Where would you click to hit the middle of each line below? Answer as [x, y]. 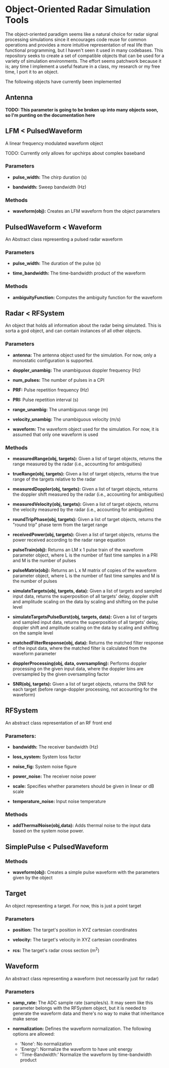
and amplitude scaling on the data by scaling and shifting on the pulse [85, 602]
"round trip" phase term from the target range [60, 525]
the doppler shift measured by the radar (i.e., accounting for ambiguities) [88, 494]
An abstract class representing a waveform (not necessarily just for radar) [82, 978]
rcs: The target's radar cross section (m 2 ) [56, 950]
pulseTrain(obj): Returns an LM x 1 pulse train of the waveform [78, 549]
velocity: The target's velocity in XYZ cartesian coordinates [75, 940]
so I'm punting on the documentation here [50, 115]
